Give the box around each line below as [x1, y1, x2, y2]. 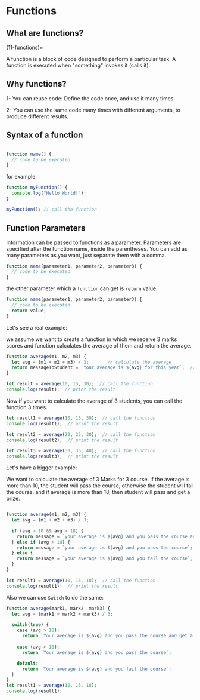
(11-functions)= [6, 44, 43, 51]
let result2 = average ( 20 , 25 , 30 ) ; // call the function [6, 431, 156, 437]
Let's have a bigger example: [6, 464, 77, 471]
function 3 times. [6, 403, 48, 410]
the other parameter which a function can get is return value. [6, 285, 158, 292]
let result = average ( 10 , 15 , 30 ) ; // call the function [6, 381, 153, 387]
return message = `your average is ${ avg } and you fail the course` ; [17, 555, 193, 562]
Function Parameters [6, 223, 86, 234]
